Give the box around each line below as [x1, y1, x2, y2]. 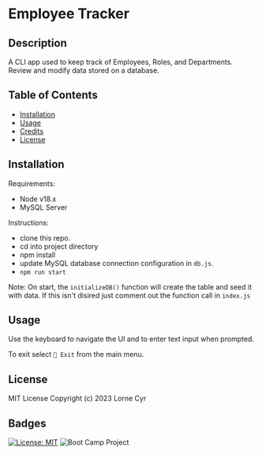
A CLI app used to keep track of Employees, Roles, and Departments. [8, 57, 233, 66]
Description [8, 36, 67, 50]
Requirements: [8, 179, 55, 188]
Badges [8, 416, 47, 430]
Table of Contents [8, 89, 99, 102]
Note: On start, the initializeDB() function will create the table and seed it [8, 282, 253, 291]
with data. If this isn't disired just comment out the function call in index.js [8, 290, 251, 300]
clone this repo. [19, 233, 71, 242]
